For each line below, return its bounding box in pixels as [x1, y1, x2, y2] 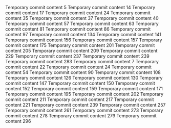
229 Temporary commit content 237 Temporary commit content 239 [5, 53, 149, 59]
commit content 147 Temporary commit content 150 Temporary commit [5, 80, 155, 86]
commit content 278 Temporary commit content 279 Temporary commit [5, 113, 157, 119]
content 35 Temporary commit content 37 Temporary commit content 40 [5, 15, 159, 21]
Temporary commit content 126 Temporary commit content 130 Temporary [5, 75, 163, 81]
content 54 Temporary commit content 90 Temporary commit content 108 [5, 69, 161, 75]
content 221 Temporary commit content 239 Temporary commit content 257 [5, 102, 166, 108]
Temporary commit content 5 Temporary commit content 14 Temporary [5, 5, 156, 10]
